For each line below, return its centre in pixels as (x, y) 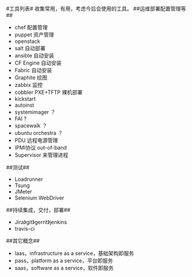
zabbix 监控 (28, 85)
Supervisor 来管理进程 (41, 155)
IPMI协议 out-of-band (41, 148)
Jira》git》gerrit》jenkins (41, 222)
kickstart (25, 99)
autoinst (24, 105)
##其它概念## (23, 241)
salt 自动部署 (30, 48)
